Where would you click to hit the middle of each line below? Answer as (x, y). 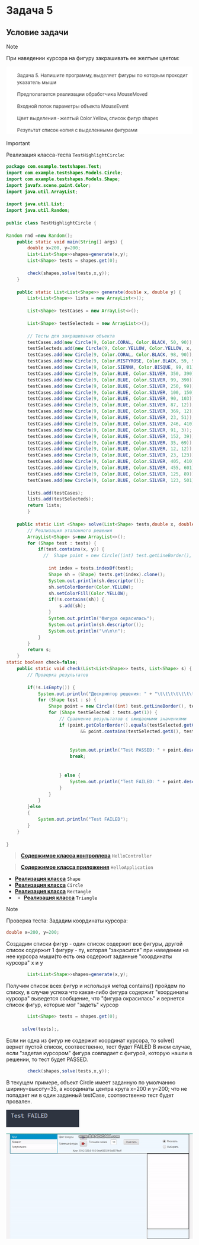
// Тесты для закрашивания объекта (71, 336)
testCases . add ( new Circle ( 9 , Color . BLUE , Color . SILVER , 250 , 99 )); (112, 386)
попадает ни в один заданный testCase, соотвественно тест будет (90, 1095)
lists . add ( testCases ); (55, 493)
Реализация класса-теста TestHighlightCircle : (65, 155)
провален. (19, 1101)
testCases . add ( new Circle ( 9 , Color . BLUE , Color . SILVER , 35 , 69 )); (111, 443)
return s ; (39, 650)
